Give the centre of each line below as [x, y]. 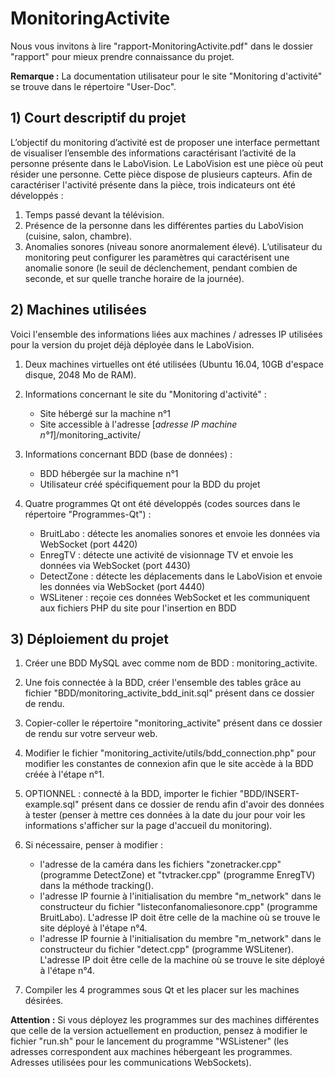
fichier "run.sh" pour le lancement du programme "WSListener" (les [149, 1041]
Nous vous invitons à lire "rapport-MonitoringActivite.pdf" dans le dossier [162, 46]
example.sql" [52, 804]
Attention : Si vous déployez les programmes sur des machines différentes [165, 1020]
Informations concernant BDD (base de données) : [128, 454]
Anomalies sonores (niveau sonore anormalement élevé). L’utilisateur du [173, 246]
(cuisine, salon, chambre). [78, 236]
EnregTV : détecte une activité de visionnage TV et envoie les [166, 554]
